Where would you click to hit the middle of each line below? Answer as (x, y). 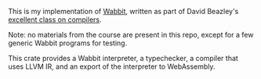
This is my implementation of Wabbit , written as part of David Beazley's (123, 11)
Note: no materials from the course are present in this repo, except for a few (131, 35)
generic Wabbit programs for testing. (68, 43)
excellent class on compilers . (55, 20)
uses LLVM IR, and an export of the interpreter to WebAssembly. (112, 66)
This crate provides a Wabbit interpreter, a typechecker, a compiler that (123, 58)
